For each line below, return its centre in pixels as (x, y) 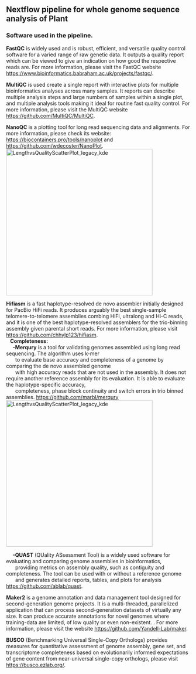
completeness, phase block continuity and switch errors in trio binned (99, 391)
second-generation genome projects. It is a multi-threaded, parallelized (92, 604)
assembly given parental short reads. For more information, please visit (92, 328)
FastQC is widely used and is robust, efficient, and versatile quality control (96, 48)
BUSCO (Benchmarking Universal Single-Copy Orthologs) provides (87, 640)
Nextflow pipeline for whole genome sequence (93, 10)
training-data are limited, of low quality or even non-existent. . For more (92, 622)
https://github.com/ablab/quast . (44, 586)
